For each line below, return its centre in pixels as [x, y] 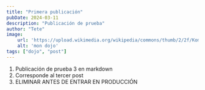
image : [15, 35]
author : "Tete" [26, 29]
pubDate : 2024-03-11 [33, 18]
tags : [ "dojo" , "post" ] [37, 52]
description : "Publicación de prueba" [56, 23]
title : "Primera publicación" [45, 12]
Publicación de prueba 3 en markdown [64, 69]
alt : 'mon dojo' [38, 46]
